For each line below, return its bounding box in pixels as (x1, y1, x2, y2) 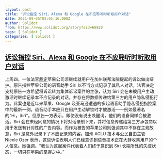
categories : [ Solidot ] (5, 34, 55, 39)
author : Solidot (5, 20, 38, 26)
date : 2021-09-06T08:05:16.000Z (5, 16, 70, 21)
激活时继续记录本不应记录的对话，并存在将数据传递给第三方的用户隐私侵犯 (5, 94, 154, 100)
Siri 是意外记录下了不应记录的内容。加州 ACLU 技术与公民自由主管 (13, 130, 146, 136)
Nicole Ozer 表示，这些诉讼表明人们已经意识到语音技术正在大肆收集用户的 (5, 137, 153, 143)
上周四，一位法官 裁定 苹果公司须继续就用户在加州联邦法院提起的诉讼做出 (5, 76, 149, 82)
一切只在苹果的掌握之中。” (13, 149, 65, 155)
